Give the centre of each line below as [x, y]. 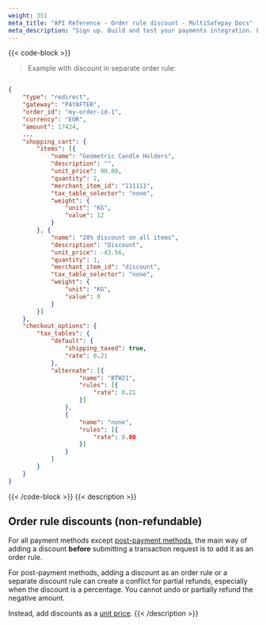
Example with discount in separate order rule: [102, 68]
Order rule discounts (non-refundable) [105, 522]
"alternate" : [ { [77, 370]
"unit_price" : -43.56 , [88, 252]
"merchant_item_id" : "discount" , [105, 267]
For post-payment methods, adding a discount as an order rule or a [118, 573]
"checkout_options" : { [60, 327]
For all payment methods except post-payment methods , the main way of [128, 540]
